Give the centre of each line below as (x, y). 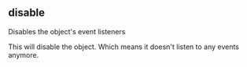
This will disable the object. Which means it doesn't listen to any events (124, 47)
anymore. (24, 55)
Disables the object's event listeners (67, 31)
